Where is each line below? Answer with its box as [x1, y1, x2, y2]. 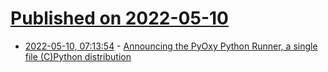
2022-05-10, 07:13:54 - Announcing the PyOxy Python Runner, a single [24, 40, 318, 52]
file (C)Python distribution [24, 50, 132, 62]
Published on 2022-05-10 [10, 7, 229, 30]
